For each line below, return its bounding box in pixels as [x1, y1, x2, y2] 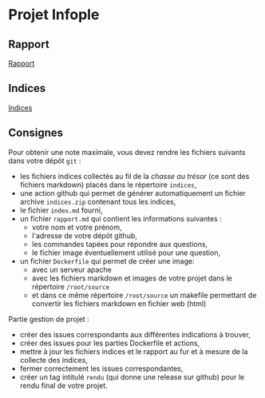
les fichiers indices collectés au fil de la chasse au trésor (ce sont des [19, 171, 250, 181]
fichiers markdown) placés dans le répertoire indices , [19, 180, 197, 189]
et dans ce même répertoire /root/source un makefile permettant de [31, 290, 257, 300]
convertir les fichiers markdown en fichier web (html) [31, 298, 207, 308]
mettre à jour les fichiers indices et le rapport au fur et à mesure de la [19, 346, 248, 356]
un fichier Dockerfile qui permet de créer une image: [19, 256, 195, 265]
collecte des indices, [19, 355, 88, 364]
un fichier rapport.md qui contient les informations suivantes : [19, 213, 222, 223]
